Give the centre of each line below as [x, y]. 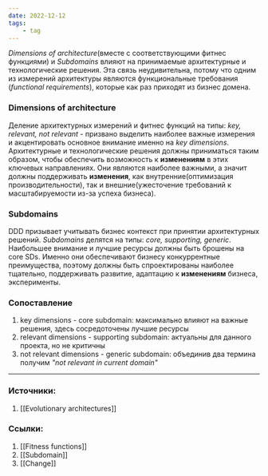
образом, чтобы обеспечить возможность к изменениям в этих [118, 159]
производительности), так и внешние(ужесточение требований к [120, 184]
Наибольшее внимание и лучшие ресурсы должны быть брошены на [126, 248]
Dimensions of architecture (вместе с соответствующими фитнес [117, 54]
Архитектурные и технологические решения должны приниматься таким [134, 151]
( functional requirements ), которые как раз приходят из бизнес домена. [130, 87]
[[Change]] [38, 463]
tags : [17, 23]
